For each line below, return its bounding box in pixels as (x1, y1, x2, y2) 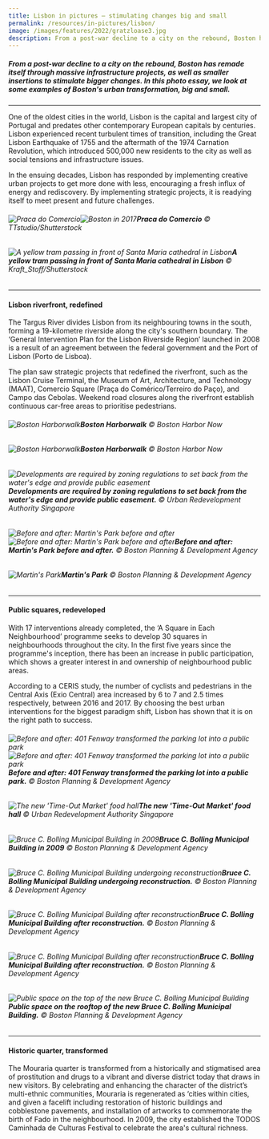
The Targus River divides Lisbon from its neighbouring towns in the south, (8, 317, 252, 327)
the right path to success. (8, 715, 93, 725)
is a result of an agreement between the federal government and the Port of (8, 343, 259, 353)
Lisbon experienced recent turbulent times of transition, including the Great (8, 129, 257, 139)
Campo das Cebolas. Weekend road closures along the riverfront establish (8, 393, 255, 402)
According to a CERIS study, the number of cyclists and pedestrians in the (8, 681, 252, 691)
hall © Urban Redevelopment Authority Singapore (8, 810, 175, 819)
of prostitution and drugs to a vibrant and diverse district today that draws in (8, 1072, 260, 1082)
